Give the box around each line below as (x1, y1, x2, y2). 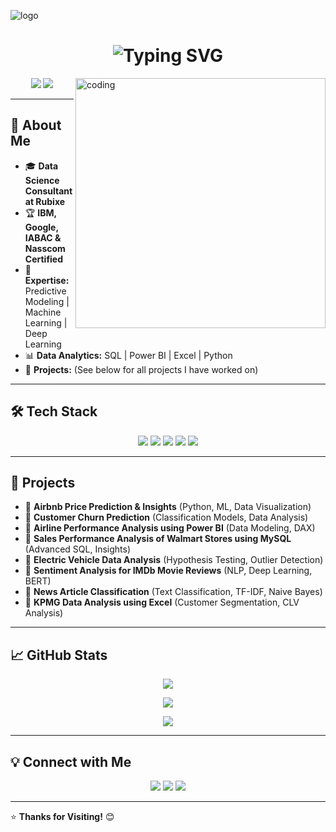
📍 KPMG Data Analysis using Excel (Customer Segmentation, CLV (24, 596, 300, 609)
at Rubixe (24, 195, 66, 207)
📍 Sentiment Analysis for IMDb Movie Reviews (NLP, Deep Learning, (24, 565, 313, 577)
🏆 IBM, (24, 206, 57, 219)
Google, (24, 221, 59, 233)
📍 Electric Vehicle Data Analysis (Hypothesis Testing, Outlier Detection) (24, 554, 324, 566)
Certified (24, 253, 64, 265)
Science (24, 174, 60, 186)
